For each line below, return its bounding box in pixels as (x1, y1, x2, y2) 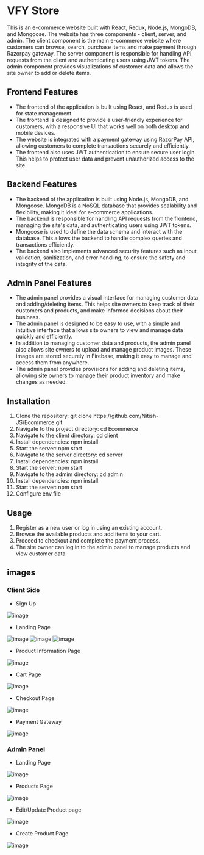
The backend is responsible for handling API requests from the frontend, (15, 215, 198, 222)
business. (15, 314, 40, 321)
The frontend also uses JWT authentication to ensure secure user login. (15, 148, 197, 156)
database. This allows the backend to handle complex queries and (15, 234, 182, 242)
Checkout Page (15, 694, 55, 702)
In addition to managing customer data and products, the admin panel (15, 339, 191, 347)
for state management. (15, 109, 73, 117)
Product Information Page (15, 647, 81, 654)
